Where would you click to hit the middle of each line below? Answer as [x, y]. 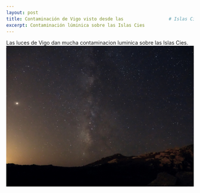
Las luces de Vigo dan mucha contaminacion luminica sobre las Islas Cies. [97, 43]
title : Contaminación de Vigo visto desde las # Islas [97, 19]
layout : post [22, 13]
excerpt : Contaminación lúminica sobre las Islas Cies [76, 25]
